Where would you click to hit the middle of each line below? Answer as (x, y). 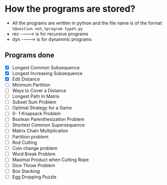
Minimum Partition (31, 85)
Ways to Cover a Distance (39, 90)
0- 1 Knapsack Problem (37, 114)
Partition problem (30, 137)
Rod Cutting (25, 142)
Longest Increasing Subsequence (47, 73)
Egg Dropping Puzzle (34, 177)
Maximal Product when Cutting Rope (51, 160)
